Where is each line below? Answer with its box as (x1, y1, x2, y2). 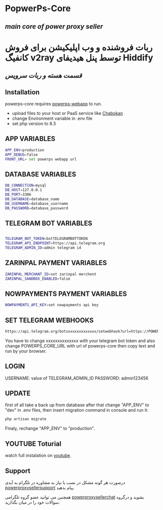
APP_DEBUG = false (5, 152, 38, 157)
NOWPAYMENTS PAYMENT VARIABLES (5, 290, 127, 298)
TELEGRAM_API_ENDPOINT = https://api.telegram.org (5, 241, 105, 246)
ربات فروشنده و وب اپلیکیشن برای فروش (5, 42, 153, 53)
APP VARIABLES (5, 135, 56, 143)
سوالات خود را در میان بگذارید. (5, 499, 60, 505)
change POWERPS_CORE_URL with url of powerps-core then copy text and (5, 343, 155, 348)
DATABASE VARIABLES (5, 170, 76, 178)
